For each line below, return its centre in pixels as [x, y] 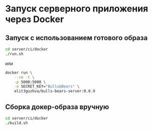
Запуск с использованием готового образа [76, 38]
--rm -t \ [25, 77]
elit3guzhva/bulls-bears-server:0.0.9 [55, 91]
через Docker [35, 19]
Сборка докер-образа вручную [57, 107]
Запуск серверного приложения [77, 9]
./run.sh [14, 54]
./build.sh [17, 123]
